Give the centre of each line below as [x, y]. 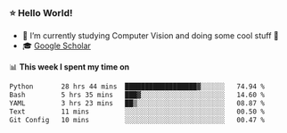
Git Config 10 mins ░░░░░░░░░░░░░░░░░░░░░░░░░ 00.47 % [137, 120]
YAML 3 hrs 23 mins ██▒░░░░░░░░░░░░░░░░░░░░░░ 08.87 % [137, 104]
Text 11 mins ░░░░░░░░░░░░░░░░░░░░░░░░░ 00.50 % [137, 112]
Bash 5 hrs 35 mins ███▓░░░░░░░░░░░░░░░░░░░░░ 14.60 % [137, 96]
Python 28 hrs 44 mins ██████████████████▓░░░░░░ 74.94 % [137, 87]
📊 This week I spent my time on [70, 67]
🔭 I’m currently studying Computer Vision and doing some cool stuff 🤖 [150, 36]
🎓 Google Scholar [57, 46]
